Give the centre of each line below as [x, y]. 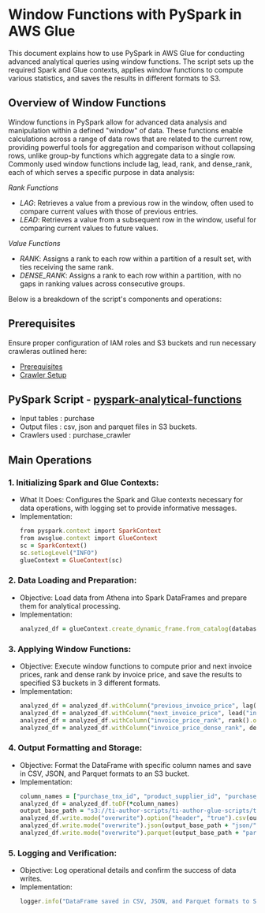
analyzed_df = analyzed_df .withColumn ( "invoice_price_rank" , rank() [134, 720]
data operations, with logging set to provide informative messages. [128, 508]
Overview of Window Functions [87, 103]
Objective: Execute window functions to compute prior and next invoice [136, 666]
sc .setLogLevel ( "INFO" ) [59, 553]
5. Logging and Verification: [62, 853]
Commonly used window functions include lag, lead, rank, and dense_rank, [130, 164]
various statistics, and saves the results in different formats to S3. [114, 78]
